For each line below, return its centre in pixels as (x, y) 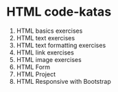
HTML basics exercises (49, 31)
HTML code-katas (59, 12)
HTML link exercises (45, 52)
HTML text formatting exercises (61, 45)
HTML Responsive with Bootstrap (63, 81)
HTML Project (36, 74)
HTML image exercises (49, 59)
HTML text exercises (46, 37)
